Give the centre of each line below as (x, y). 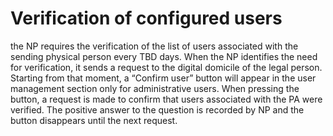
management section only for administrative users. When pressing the (155, 88)
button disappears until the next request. (94, 120)
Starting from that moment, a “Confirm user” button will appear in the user (163, 78)
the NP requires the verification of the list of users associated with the (154, 46)
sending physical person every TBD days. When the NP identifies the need (164, 56)
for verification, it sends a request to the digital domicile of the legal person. (166, 67)
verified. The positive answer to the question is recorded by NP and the (157, 109)
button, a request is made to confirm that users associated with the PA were (166, 99)
